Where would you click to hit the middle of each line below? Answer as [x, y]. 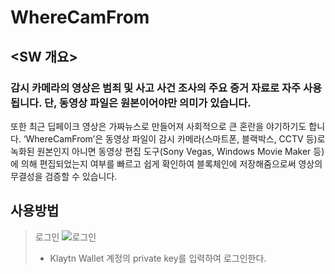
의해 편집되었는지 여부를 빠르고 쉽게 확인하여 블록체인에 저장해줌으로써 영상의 [171, 163]
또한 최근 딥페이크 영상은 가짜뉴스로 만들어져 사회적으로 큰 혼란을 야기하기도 [158, 126]
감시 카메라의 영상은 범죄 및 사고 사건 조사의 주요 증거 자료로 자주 [156, 88]
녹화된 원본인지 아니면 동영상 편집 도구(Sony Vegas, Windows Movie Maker [161, 151]
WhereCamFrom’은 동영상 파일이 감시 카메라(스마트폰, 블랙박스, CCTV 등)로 [175, 138]
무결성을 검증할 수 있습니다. [64, 176]
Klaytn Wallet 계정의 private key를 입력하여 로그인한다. [158, 258]
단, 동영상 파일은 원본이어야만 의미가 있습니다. [147, 103]
